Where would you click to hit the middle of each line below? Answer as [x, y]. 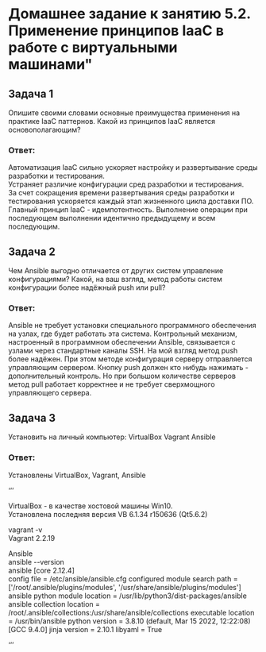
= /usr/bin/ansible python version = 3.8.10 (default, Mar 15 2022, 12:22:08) [130, 621]
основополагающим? [44, 129]
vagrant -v [25, 530]
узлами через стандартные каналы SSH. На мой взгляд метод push [123, 351]
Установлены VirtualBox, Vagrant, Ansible [77, 475]
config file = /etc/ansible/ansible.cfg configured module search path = [123, 579]
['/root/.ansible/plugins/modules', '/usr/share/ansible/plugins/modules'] [125, 587]
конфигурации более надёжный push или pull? [87, 287]
